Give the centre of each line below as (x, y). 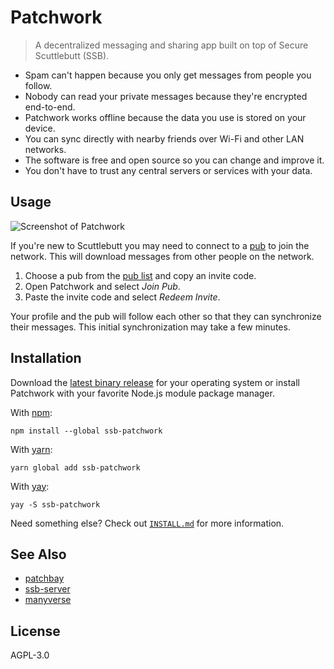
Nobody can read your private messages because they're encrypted (166, 96)
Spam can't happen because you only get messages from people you (168, 75)
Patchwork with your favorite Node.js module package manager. (142, 393)
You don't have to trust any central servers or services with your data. (168, 170)
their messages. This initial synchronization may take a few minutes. (150, 327)
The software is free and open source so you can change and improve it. (174, 160)
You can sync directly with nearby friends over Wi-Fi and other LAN (164, 138)
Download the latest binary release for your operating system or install (155, 382)
